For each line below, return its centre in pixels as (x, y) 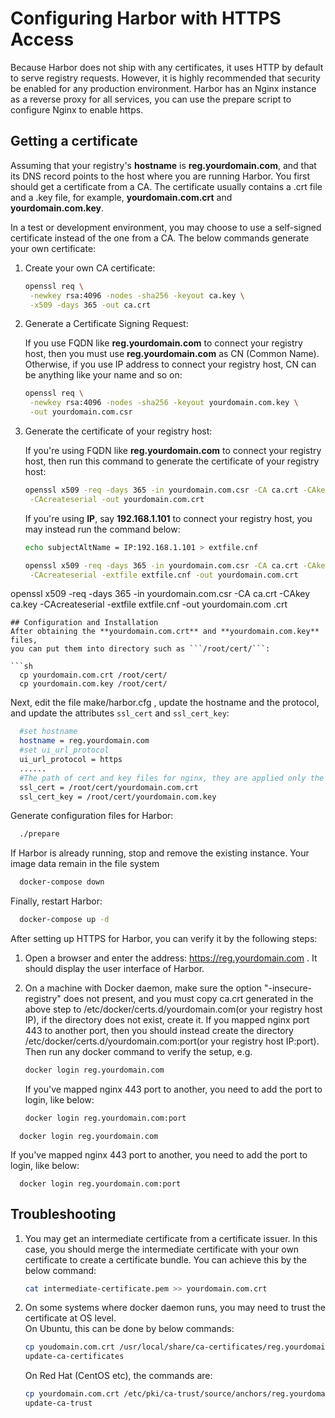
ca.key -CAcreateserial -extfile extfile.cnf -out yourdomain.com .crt (149, 604)
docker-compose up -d (64, 920)
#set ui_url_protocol (64, 750)
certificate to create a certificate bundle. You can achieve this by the (165, 1259)
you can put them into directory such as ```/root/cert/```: (140, 649)
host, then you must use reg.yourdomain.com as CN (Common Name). (172, 354)
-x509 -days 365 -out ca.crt (90, 305)
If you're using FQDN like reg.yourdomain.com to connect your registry (173, 450)
